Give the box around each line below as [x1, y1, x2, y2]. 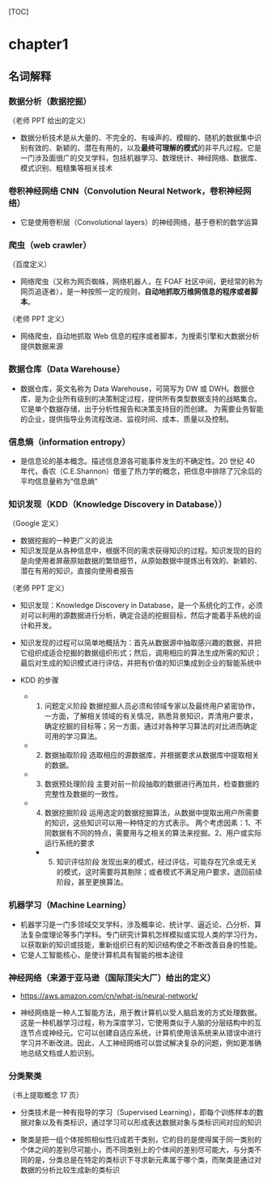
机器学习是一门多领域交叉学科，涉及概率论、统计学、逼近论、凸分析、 [19, 919, 255, 929]
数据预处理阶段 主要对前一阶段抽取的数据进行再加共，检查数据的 [44, 779, 260, 789]
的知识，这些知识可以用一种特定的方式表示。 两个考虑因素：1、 [44, 818, 256, 828]
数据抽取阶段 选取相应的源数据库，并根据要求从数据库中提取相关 [44, 750, 260, 760]
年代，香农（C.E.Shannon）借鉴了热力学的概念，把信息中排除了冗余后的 [19, 466, 262, 476]
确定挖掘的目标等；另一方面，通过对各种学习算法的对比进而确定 [44, 721, 257, 731]
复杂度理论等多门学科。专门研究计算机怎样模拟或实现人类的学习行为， [27, 929, 261, 939]
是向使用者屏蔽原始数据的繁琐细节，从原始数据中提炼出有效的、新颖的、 [19, 556, 261, 566]
